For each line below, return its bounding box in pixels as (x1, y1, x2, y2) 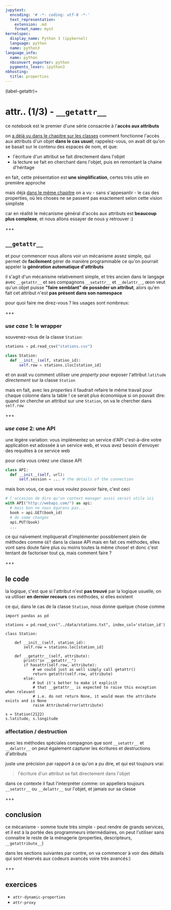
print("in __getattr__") (23, 658, 77, 663)
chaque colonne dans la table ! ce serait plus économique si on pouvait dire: (5, 392, 166, 399)
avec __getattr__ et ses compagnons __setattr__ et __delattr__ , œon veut (5, 279, 165, 285)
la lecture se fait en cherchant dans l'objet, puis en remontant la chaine (12, 159, 162, 165)
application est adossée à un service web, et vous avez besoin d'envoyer (5, 442, 159, 448)
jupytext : (5, 7, 27, 13)
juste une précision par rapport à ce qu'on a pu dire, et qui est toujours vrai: (5, 760, 164, 766)
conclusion (5, 810, 42, 819)
